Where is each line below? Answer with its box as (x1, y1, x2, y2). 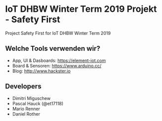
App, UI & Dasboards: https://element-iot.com (12, 58, 106, 63)
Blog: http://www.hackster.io (12, 68, 71, 74)
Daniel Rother (12, 111, 41, 117)
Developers (5, 82, 42, 91)
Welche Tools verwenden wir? (5, 44, 101, 53)
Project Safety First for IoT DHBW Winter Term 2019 (5, 30, 111, 36)
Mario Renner (12, 106, 41, 112)
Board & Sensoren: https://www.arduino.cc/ (12, 62, 102, 68)
